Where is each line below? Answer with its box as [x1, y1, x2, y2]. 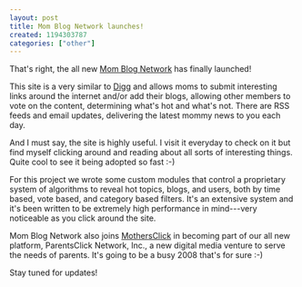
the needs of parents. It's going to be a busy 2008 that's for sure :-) [9, 250, 264, 261]
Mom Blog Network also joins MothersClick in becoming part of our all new [9, 231, 291, 242]
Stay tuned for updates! [9, 267, 98, 278]
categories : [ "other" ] [9, 38, 96, 48]
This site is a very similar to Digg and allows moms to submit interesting [9, 81, 277, 92]
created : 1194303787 [9, 30, 88, 39]
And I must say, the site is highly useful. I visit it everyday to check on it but [9, 137, 291, 148]
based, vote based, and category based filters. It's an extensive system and [9, 193, 294, 204]
